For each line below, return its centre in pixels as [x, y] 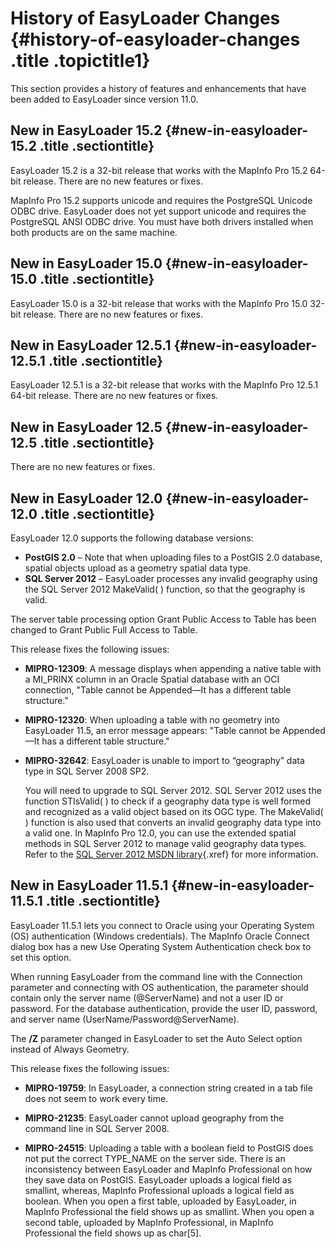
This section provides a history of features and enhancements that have [158, 88]
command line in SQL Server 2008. [97, 1128]
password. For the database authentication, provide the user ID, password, [164, 1008]
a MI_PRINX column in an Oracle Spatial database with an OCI [152, 679]
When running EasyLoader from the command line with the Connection [156, 976]
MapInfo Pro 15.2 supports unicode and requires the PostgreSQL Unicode [161, 200]
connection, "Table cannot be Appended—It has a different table [158, 690]
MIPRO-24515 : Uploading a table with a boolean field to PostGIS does [169, 1148]
